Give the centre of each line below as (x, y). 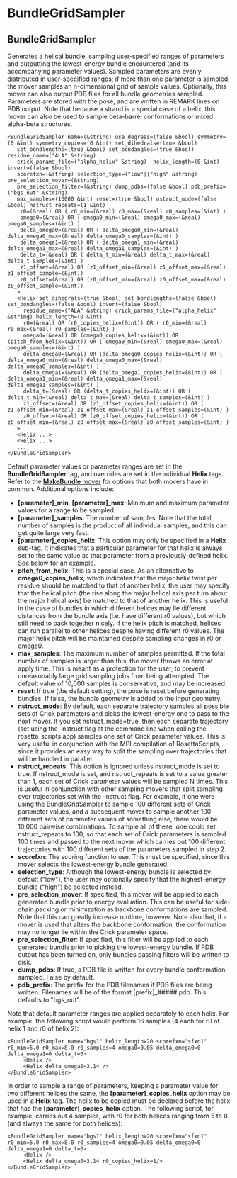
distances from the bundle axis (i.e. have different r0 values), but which (122, 616)
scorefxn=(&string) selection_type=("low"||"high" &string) (107, 174)
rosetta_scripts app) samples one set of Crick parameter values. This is (121, 736)
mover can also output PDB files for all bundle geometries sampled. (105, 94)
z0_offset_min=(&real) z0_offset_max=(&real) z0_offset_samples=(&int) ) (118, 422)
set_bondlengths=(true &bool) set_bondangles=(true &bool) (105, 150)
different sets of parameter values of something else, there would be (117, 819)
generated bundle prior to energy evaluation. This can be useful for (115, 902)
